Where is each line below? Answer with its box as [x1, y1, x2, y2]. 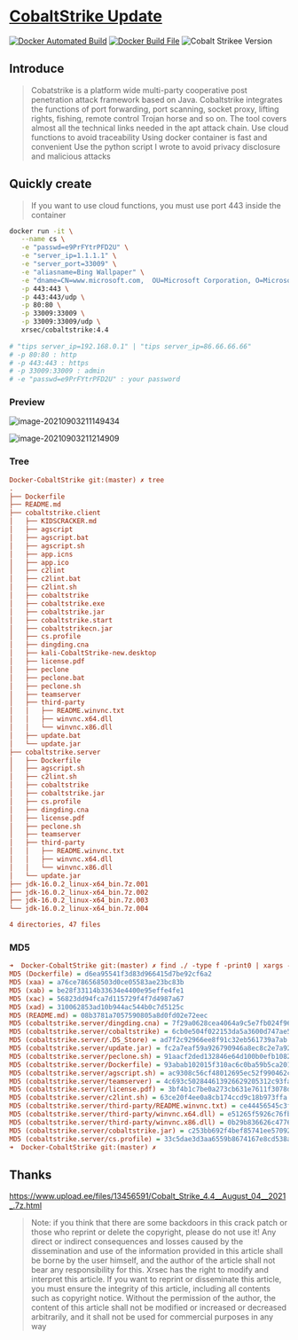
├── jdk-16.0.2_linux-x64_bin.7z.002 [9, 888, 149, 897]
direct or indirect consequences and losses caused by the [30, 1236, 244, 1247]
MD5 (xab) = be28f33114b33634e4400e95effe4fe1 [9, 986, 184, 995]
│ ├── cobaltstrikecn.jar [9, 623, 114, 633]
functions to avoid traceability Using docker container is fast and [30, 131, 268, 143]
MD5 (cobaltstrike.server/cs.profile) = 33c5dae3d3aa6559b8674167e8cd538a [9, 1134, 292, 1143]
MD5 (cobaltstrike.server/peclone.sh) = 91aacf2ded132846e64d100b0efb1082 [9, 1052, 292, 1061]
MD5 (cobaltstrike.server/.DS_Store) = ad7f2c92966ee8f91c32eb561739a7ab [9, 1036, 288, 1045]
